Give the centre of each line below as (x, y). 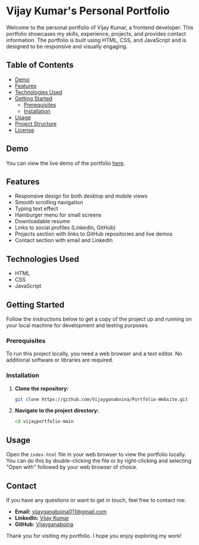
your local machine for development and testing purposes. (78, 325)
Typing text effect (36, 209)
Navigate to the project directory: (57, 411)
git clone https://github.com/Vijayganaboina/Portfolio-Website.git (101, 399)
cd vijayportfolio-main (44, 422)
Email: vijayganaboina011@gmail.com (61, 511)
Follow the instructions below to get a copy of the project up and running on (99, 319)
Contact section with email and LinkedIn (64, 240)
